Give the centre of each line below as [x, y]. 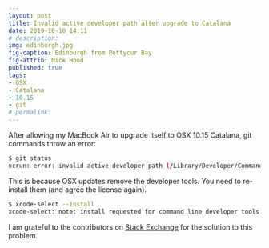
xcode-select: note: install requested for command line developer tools [134, 212]
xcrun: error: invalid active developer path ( [89, 166]
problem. [23, 235]
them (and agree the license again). [88, 190]
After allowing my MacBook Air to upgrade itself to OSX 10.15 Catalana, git [130, 135]
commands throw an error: [52, 144]
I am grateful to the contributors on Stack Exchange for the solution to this [130, 227]
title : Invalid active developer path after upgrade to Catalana [119, 23]
